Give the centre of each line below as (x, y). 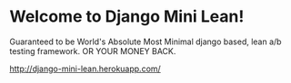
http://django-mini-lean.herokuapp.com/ (85, 69)
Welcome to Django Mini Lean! (127, 17)
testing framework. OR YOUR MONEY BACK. (93, 51)
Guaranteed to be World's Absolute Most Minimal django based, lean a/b (145, 41)
